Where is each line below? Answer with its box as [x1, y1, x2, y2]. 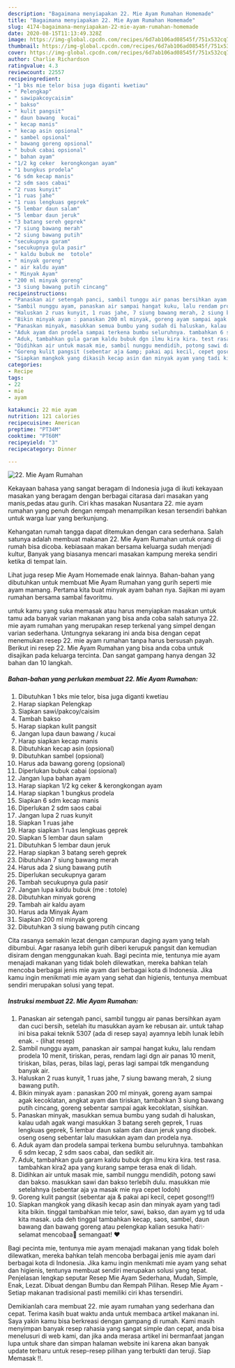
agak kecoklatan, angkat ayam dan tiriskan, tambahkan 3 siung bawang [17, 1096, 224, 1105]
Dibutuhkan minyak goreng [17, 893, 96, 902]
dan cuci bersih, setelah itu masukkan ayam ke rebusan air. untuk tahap [17, 1022, 224, 1030]
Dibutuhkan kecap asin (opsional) [17, 744, 114, 753]
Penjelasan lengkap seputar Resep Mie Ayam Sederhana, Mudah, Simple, [8, 1274, 218, 1282]
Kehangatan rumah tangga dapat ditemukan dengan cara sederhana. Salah [8, 527, 224, 536]
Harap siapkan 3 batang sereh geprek [17, 848, 128, 857]
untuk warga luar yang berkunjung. [8, 514, 109, 522]
